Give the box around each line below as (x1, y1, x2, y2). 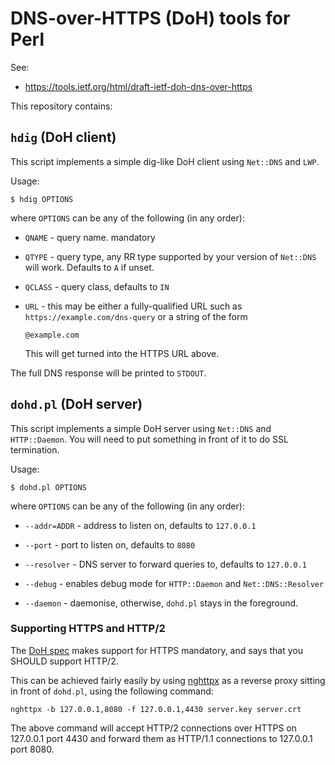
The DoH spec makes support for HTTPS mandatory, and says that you (10, 644, 304, 656)
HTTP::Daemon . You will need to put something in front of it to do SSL (10, 433, 289, 445)
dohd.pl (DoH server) (10, 396, 143, 413)
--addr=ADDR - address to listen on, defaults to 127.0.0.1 (24, 519, 257, 531)
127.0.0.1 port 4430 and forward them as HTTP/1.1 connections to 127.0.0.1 (10, 732, 313, 744)
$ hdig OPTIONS (10, 194, 74, 204)
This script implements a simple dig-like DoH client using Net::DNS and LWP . (10, 155, 320, 167)
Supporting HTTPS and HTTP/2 (10, 622, 166, 636)
